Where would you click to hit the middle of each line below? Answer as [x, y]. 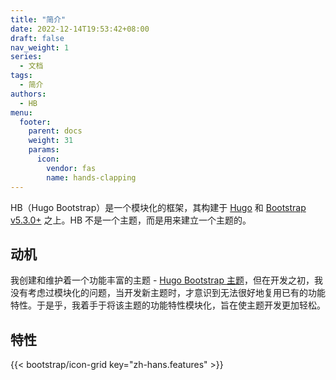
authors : [28, 94]
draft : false [37, 38]
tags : [21, 76]
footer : [35, 122]
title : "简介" [38, 19]
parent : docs [55, 131]
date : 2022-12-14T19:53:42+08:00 [80, 29]
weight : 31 [51, 141]
